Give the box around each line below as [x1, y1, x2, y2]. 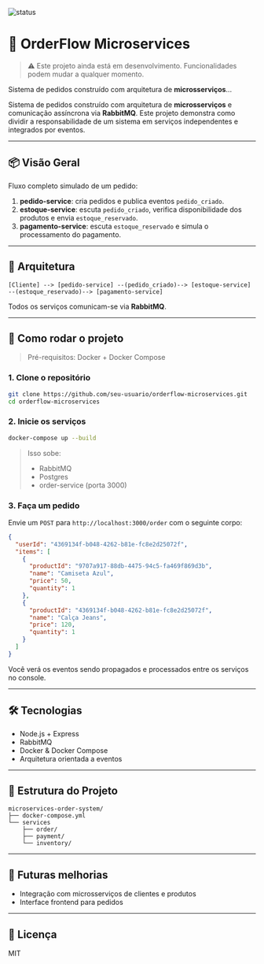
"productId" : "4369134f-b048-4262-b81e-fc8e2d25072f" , [28, 606, 213, 614]
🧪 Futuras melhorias [8, 868, 108, 881]
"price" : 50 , [28, 577, 72, 585]
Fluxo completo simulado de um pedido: [8, 181, 138, 191]
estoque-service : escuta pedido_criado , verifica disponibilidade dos [19, 205, 242, 214]
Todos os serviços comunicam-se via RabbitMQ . [8, 302, 167, 311]
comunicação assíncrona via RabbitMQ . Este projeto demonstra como [8, 108, 236, 117]
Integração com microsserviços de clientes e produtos [19, 889, 196, 899]
